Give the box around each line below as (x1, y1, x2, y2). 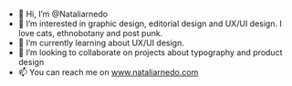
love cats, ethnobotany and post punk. (17, 28, 163, 38)
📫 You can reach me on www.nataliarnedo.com (17, 67, 199, 77)
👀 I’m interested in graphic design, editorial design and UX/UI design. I (17, 18, 283, 29)
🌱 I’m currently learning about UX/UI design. (17, 37, 184, 48)
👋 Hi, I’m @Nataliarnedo (17, 9, 108, 19)
